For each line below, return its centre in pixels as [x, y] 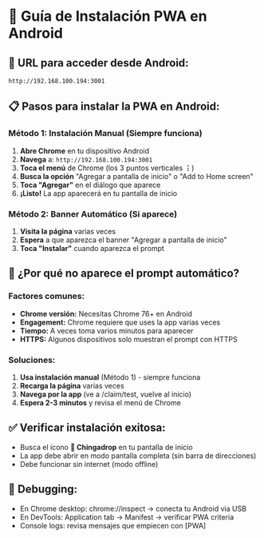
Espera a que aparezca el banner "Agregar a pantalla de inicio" [123, 240]
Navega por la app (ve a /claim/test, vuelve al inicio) [106, 394]
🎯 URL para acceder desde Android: [99, 63]
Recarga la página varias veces [72, 385]
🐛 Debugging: [43, 490]
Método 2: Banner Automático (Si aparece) [93, 213]
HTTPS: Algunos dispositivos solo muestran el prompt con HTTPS [128, 339]
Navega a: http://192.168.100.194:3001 [86, 159]
